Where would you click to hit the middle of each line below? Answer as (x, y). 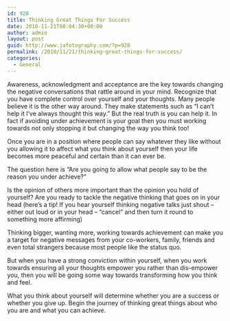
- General (27, 65)
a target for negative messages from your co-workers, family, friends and (111, 240)
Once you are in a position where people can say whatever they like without (114, 141)
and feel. (20, 282)
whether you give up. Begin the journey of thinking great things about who (112, 302)
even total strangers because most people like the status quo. (94, 247)
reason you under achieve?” (47, 177)
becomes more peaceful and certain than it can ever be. (87, 156)
